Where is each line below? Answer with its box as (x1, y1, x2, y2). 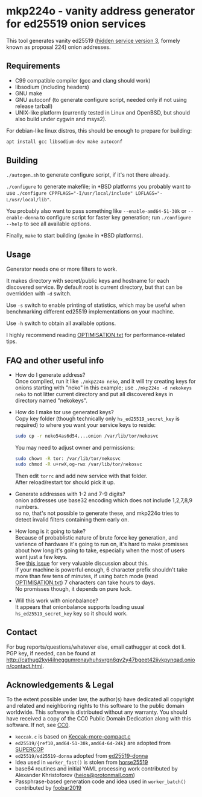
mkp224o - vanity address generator (6, 4, 195, 18)
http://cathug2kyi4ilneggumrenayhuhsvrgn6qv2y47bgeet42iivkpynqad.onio (6, 656, 195, 663)
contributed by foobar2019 (14, 784, 82, 792)
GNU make (14, 89, 42, 97)
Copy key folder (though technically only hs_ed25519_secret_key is (14, 415, 180, 423)
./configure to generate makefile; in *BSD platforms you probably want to (6, 183, 191, 191)
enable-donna (6, 215, 39, 221)
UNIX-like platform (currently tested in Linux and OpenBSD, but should (14, 109, 191, 116)
